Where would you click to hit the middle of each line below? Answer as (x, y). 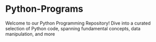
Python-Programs (44, 9)
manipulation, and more (30, 34)
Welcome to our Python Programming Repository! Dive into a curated (78, 23)
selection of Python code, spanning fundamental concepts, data (73, 28)
